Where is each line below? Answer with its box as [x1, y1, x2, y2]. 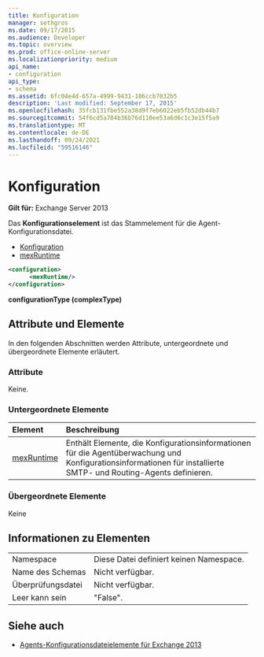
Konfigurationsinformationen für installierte [65, 458, 225, 469]
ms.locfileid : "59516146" [8, 143, 93, 151]
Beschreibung [65, 425, 119, 436]
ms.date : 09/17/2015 [8, 26, 76, 34]
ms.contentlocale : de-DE [8, 128, 90, 136]
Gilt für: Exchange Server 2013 [8, 203, 108, 213]
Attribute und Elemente [8, 317, 124, 331]
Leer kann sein [12, 592, 67, 603]
